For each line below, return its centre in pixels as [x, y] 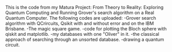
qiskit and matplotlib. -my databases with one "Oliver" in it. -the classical [82, 34]
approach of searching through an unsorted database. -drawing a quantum [85, 39]
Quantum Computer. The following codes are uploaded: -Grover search [81, 18]
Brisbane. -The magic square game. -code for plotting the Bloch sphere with [86, 29]
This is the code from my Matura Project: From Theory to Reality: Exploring [84, 7]
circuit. [13, 45]
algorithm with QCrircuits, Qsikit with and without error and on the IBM [80, 23]
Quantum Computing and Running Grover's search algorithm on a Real [80, 13]
